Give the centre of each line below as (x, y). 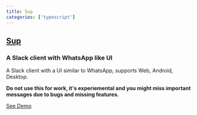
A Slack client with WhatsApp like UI (59, 58)
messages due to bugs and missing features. (63, 94)
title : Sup (20, 11)
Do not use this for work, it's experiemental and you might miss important (98, 88)
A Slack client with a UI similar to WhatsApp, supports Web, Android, (90, 71)
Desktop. (17, 77)
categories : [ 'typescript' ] (41, 17)
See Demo (19, 106)
